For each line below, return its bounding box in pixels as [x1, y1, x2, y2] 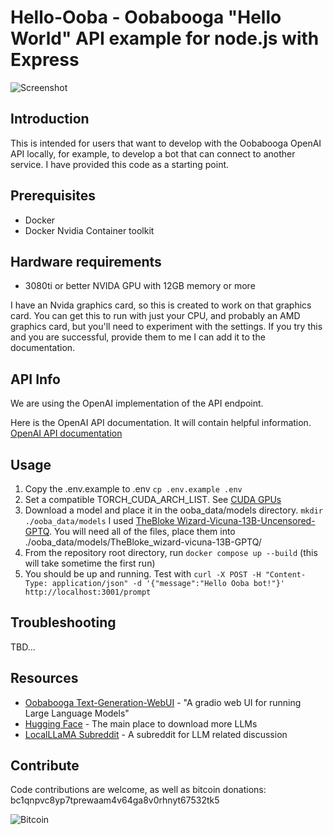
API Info [10, 371, 61, 388]
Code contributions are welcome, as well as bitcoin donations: [10, 784, 267, 796]
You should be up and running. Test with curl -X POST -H [24, 568, 262, 580]
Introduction [10, 111, 90, 128]
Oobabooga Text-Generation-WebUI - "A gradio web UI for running [24, 696, 302, 708]
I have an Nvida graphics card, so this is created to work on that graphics [10, 299, 312, 311]
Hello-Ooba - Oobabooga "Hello [10, 6, 282, 29]
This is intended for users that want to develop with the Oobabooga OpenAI [10, 137, 322, 149]
